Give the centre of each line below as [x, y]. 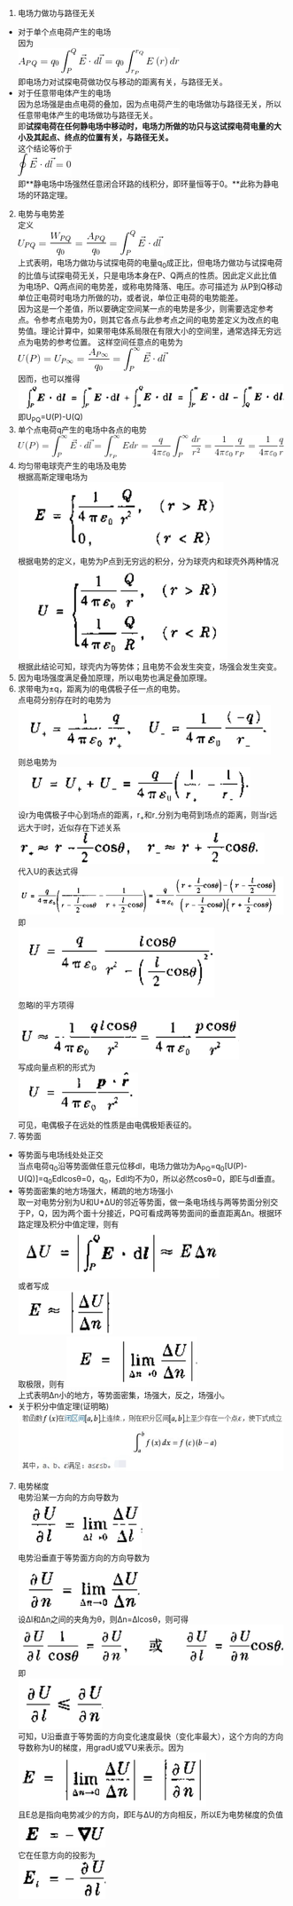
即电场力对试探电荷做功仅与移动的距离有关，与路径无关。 [122, 82]
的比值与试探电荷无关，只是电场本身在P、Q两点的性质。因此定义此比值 [147, 275]
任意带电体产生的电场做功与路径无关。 [87, 115]
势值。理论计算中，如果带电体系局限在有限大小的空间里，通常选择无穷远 [149, 330]
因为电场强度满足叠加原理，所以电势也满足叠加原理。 [115, 677]
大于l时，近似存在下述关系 [73, 827]
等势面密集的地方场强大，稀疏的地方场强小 [95, 1191]
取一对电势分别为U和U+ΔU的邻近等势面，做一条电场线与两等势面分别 [144, 1202]
